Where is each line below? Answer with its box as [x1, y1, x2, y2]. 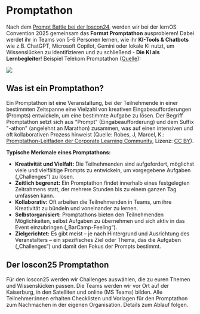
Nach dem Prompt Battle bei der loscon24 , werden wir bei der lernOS [6, 23, 177, 30]
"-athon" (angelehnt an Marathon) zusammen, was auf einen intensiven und [6, 125, 193, 132]
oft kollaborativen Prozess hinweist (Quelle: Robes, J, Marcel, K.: [6, 130, 165, 138]
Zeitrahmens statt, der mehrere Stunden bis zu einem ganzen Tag [14, 185, 177, 192]
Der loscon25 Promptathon [6, 260, 109, 270]
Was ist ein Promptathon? [6, 83, 104, 94]
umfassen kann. [14, 192, 55, 199]
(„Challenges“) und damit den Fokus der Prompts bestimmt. [14, 243, 161, 250]
